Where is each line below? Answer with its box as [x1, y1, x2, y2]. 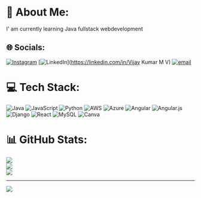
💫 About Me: [6, 5, 69, 19]
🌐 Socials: [6, 42, 45, 53]
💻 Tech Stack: [6, 80, 80, 94]
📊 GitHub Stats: [6, 133, 88, 146]
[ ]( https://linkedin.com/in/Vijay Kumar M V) [38, 58, 171, 65]
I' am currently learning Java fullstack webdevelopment [6, 25, 144, 32]
